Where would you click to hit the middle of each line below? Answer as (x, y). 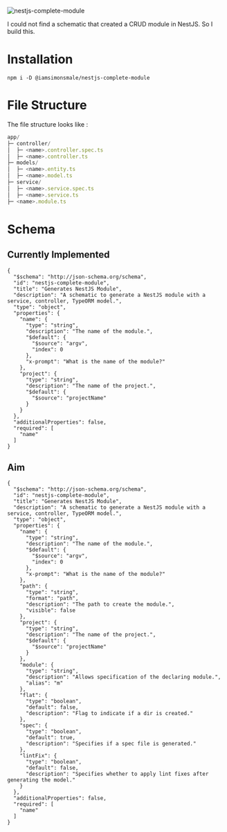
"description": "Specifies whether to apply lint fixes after (117, 774)
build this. (21, 31)
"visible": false (51, 611)
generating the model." (42, 780)
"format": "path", (52, 599)
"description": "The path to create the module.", (100, 605)
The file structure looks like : (48, 124)
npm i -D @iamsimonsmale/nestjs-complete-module (79, 78)
